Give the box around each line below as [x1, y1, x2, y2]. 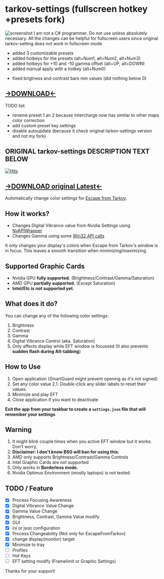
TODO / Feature [5, 484, 53, 492]
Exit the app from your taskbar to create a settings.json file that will [5, 406, 146, 412]
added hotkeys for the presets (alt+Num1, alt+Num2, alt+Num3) [12, 55, 141, 61]
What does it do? [5, 300, 58, 308]
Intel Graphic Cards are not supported [12, 460, 89, 465]
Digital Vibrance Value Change [12, 503, 74, 509]
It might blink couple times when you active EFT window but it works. [12, 438, 152, 444]
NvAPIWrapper [12, 228, 43, 234]
